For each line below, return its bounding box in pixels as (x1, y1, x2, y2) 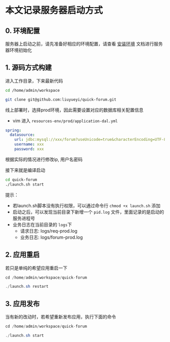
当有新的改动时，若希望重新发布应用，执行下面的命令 (5, 314, 116, 320)
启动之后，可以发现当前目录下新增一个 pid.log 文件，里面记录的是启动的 (12, 209, 164, 215)
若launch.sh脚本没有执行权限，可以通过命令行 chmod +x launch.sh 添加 (12, 202, 161, 208)
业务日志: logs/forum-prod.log (20, 234, 83, 240)
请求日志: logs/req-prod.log (20, 227, 77, 234)
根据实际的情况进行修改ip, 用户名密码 (5, 156, 82, 162)
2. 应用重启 (5, 250, 40, 259)
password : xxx (14, 146, 44, 152)
